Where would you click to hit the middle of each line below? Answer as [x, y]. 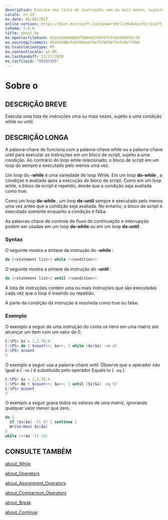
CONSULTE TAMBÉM [38, 452]
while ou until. [19, 122]
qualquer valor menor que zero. [38, 408]
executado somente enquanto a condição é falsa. [56, 211]
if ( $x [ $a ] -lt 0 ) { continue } [43, 422]
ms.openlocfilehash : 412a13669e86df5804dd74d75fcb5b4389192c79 [72, 38]
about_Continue [21, 512]
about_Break [18, 502]
